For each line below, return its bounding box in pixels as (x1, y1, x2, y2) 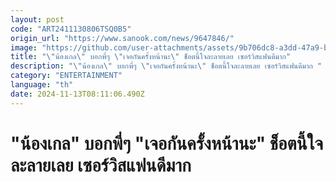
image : (10, 42, 38, 53)
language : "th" (10, 80, 74, 90)
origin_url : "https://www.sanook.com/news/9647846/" (10, 33, 235, 43)
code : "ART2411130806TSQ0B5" (10, 24, 132, 34)
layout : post (10, 14, 65, 25)
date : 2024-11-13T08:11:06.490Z (10, 89, 145, 99)
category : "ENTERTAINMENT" (10, 71, 123, 81)
